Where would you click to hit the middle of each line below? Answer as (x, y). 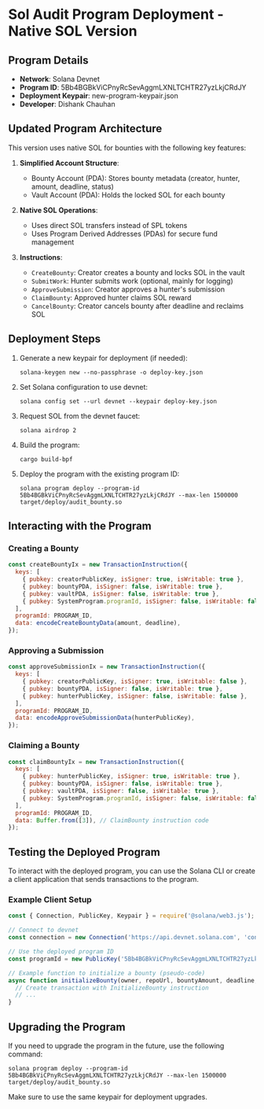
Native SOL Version (73, 31)
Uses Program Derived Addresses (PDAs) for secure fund (125, 233)
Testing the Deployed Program (84, 852)
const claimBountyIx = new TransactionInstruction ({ (96, 762)
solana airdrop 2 (48, 430)
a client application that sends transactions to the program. (103, 879)
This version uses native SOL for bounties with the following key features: (127, 148)
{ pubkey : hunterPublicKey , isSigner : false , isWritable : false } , (135, 696)
